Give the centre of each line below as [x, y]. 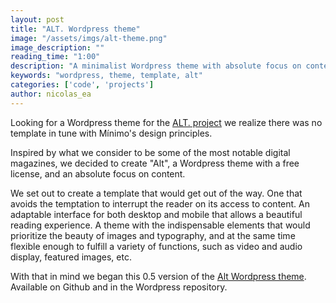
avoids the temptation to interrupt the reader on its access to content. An [160, 203]
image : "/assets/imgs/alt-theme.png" [89, 38]
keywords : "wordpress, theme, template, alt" [106, 76]
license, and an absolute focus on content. [98, 173]
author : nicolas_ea [51, 94]
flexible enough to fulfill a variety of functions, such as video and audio [156, 246]
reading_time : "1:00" [55, 57]
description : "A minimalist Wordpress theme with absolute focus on [156, 66]
